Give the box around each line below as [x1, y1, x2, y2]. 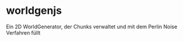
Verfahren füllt [6, 29, 41, 36]
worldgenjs [6, 4, 62, 17]
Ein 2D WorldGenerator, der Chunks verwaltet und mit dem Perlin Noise [6, 23, 178, 30]
